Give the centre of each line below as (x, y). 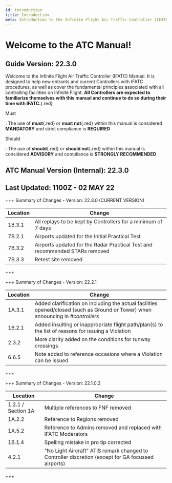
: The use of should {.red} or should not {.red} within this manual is (75, 149)
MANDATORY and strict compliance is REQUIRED (58, 129)
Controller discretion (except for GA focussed (99, 457)
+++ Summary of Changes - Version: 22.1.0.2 (53, 383)
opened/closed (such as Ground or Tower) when (93, 310)
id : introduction (24, 10)
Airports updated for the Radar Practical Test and (93, 244)
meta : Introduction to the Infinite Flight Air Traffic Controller (79, 20)
